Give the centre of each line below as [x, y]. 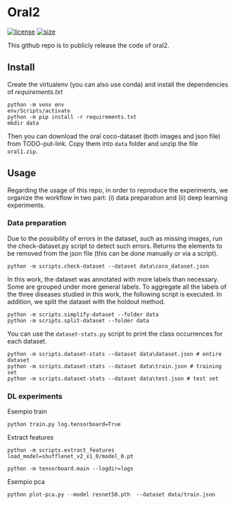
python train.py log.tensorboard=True [64, 425]
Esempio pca [26, 482]
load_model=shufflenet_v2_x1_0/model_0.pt [70, 457]
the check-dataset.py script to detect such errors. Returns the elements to [115, 246]
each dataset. [27, 341]
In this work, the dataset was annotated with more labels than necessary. [113, 279]
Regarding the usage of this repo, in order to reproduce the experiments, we [118, 190]
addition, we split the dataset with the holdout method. [86, 301]
